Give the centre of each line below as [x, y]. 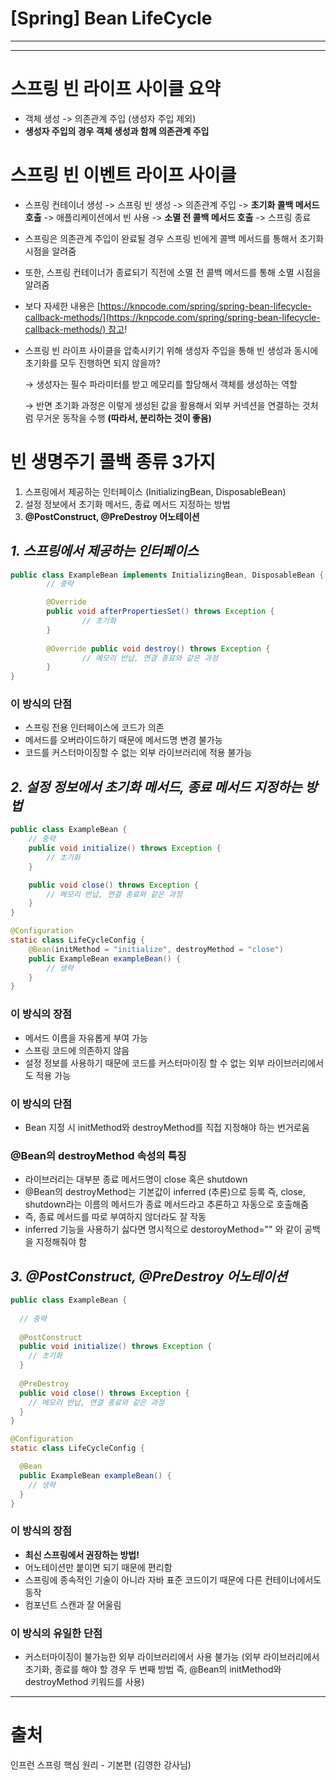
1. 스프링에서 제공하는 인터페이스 [104, 551]
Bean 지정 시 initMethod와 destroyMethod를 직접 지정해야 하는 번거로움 [167, 1127]
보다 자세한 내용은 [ [62, 306]
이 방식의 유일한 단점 [56, 1633]
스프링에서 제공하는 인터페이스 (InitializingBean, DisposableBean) [155, 491]
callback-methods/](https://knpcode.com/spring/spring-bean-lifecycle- [172, 317]
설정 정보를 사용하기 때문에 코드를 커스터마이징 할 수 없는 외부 [144, 1063]
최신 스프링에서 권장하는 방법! [82, 1554]
